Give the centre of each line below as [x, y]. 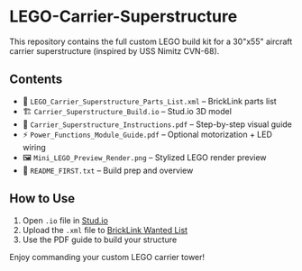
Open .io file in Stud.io [65, 220]
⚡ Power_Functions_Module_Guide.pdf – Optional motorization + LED [147, 134]
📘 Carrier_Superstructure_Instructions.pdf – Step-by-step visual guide [157, 124]
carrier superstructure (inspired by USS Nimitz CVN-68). [114, 50]
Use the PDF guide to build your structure [100, 239]
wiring [34, 147]
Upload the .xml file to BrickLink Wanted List [105, 230]
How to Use [42, 199]
